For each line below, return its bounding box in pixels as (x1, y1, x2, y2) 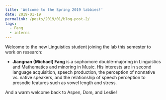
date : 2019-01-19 (5, 12, 41, 17)
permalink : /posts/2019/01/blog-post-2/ (5, 16, 90, 21)
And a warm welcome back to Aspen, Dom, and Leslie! (5, 90, 117, 95)
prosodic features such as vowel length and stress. (12, 80, 117, 86)
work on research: (5, 49, 43, 55)
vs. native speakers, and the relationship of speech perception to (12, 75, 146, 80)
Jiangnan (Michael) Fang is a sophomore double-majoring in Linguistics (12, 59, 161, 64)
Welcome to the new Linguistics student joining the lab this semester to (5, 44, 151, 50)
